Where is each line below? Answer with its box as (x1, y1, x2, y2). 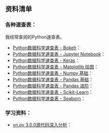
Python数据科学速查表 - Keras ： (12, 57, 80, 63)
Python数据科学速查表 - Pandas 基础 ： (12, 76, 94, 82)
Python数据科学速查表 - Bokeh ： (12, 45, 81, 51)
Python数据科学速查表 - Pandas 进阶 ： (12, 83, 94, 89)
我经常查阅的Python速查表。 (5, 34, 65, 40)
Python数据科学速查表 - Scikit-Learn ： (12, 89, 93, 95)
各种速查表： (5, 21, 37, 28)
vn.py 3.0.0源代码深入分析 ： (12, 121, 72, 128)
